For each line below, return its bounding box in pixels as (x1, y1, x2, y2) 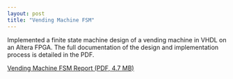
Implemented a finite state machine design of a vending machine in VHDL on (7, 35, 227, 44)
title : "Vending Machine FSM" (7, 17, 95, 24)
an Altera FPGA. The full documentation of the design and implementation (7, 43, 219, 51)
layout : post (7, 10, 45, 17)
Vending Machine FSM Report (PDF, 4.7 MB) (7, 64, 134, 72)
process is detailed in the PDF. (7, 50, 95, 59)
